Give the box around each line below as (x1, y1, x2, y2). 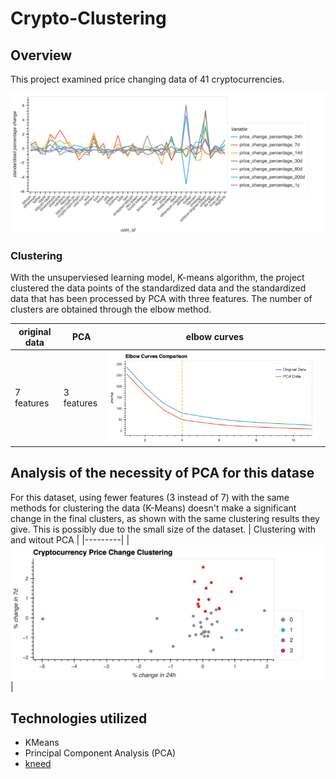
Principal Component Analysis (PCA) (24, 747, 177, 759)
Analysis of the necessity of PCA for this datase (10, 465, 315, 482)
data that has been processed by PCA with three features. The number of (10, 293, 313, 305)
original (18, 325, 52, 337)
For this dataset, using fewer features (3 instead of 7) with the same (10, 491, 290, 503)
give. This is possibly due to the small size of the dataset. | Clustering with (10, 523, 317, 535)
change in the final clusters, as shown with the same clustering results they (10, 512, 320, 524)
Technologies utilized (10, 710, 148, 727)
